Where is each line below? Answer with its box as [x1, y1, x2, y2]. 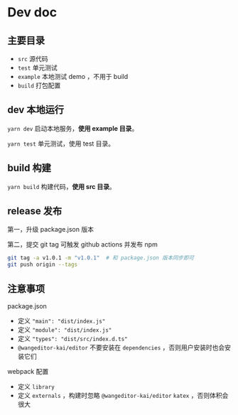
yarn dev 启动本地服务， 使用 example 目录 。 [7, 124, 139, 132]
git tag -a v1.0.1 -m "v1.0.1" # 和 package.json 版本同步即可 [7, 254, 194, 262]
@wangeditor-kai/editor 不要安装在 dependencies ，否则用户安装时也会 [17, 343, 225, 352]
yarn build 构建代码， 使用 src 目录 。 [7, 182, 116, 190]
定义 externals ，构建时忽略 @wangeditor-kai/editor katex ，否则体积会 [17, 392, 229, 399]
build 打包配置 [17, 81, 61, 90]
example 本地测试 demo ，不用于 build [17, 72, 129, 80]
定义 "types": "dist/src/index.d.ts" [17, 335, 128, 343]
